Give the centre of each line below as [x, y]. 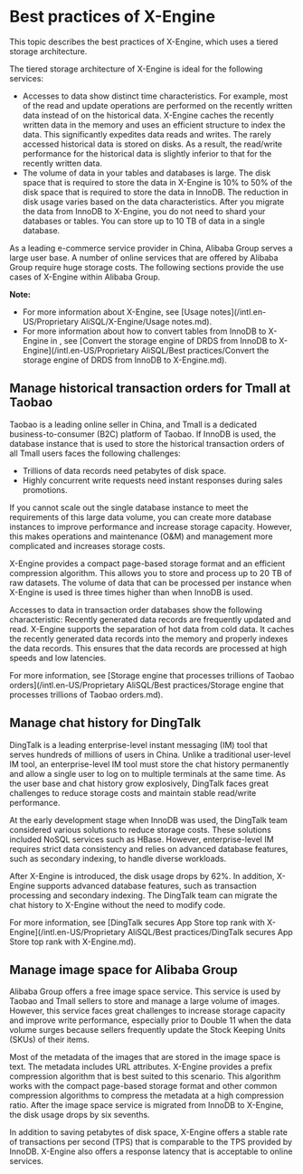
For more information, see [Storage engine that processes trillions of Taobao [152, 675]
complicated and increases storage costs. [87, 545]
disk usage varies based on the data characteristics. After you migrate [153, 202]
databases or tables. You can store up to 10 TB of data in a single [143, 221]
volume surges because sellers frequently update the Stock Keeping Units [147, 1030]
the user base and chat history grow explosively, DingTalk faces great [139, 783]
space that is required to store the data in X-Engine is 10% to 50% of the [157, 182]
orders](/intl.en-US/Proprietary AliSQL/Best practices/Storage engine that [147, 685]
